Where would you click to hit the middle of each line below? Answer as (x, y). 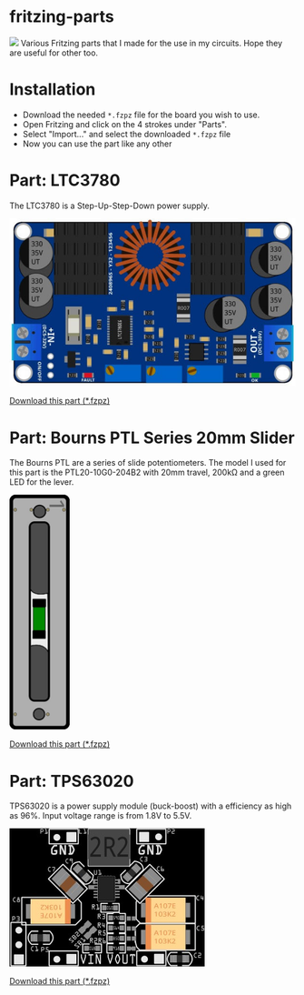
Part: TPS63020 (72, 781)
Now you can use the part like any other (97, 144)
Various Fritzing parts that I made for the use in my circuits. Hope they (152, 43)
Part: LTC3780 (65, 181)
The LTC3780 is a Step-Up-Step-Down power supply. (110, 206)
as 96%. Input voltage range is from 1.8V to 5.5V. (101, 816)
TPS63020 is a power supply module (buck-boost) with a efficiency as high (151, 806)
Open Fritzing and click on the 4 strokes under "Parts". (124, 124)
